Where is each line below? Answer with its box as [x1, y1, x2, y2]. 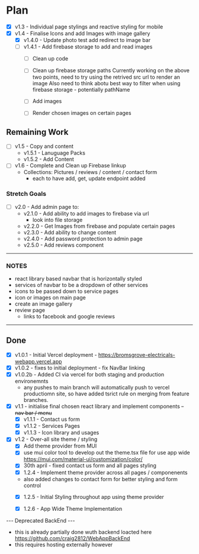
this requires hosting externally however [14, 541, 113, 548]
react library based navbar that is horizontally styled [14, 275, 142, 282]
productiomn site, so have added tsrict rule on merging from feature [23, 390, 190, 397]
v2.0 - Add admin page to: [14, 203, 79, 210]
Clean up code [32, 55, 69, 62]
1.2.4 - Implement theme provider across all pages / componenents [23, 469, 188, 476]
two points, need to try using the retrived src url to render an [32, 73, 181, 80]
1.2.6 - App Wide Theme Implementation [23, 505, 123, 512]
